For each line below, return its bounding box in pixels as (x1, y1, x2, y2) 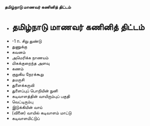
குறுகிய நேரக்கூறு (11, 71, 44, 77)
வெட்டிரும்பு (11, 99, 33, 104)
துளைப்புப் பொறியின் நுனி (11, 88, 58, 94)
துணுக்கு (11, 44, 28, 50)
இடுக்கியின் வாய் (11, 104, 43, 110)
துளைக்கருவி (11, 82, 35, 88)
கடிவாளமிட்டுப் (11, 115, 40, 121)
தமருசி (11, 76, 25, 82)
